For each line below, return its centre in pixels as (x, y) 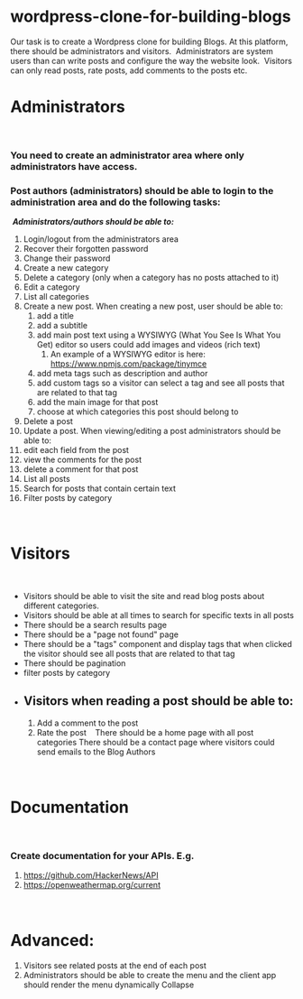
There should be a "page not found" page (101, 634)
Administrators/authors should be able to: (93, 222)
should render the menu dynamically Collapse (109, 985)
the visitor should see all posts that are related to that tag (129, 654)
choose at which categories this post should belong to (138, 412)
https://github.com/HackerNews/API (91, 875)
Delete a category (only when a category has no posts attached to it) (151, 278)
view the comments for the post (83, 460)
